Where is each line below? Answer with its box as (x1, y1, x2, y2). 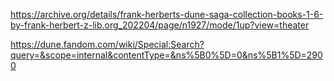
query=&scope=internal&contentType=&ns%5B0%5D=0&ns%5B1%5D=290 (10, 49, 323, 61)
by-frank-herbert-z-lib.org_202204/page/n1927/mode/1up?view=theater (10, 19, 310, 31)
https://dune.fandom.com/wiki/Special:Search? (10, 39, 205, 50)
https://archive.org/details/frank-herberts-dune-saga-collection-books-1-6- (10, 9, 324, 20)
